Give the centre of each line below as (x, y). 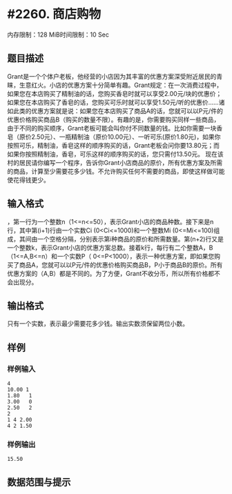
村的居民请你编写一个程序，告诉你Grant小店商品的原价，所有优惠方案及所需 (115, 162)
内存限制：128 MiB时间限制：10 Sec (58, 34)
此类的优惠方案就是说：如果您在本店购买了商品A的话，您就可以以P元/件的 (118, 110)
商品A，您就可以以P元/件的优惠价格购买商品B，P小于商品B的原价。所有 (121, 265)
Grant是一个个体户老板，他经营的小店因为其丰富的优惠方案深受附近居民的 (112, 76)
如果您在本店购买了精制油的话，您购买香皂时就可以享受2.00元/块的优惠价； (115, 93)
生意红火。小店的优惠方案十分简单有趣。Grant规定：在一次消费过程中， (121, 85)
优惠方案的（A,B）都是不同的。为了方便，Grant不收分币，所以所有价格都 (111, 273)
